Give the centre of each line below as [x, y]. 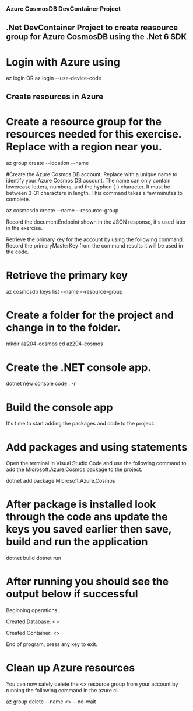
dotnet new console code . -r [41, 384]
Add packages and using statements [97, 447]
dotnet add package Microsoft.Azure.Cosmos [61, 481]
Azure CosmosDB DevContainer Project [64, 9]
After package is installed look [81, 504]
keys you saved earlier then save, [89, 529]
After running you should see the [87, 582]
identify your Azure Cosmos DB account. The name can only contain [88, 180]
